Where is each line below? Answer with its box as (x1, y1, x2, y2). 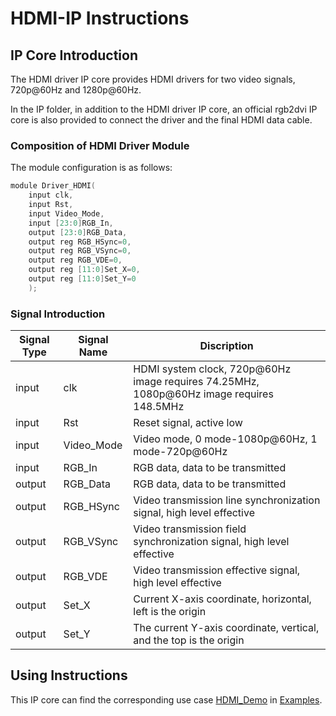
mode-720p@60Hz (133, 445, 228, 459)
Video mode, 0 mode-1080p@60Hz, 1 (133, 432, 318, 446)
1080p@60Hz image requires (133, 387, 274, 401)
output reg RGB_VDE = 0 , (28, 255, 123, 266)
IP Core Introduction (10, 47, 138, 64)
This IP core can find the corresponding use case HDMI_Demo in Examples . (10, 693, 323, 706)
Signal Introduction (10, 307, 106, 321)
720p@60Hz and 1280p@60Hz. (10, 84, 142, 96)
